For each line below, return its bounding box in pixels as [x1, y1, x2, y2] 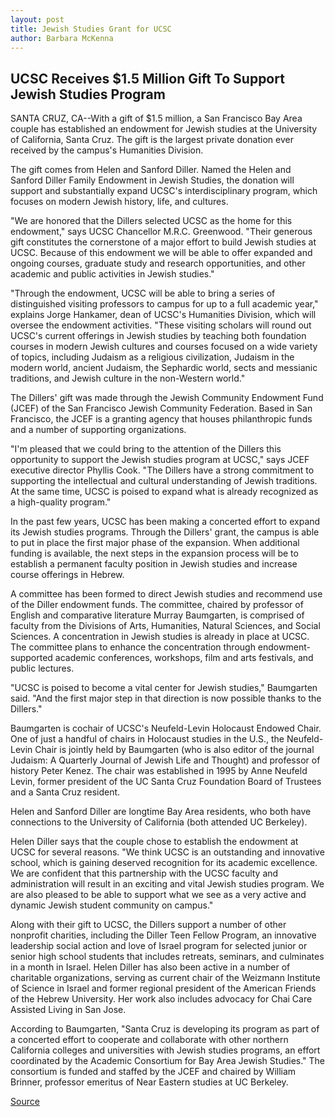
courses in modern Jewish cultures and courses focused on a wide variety [10, 341, 318, 353]
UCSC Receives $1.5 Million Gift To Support [10, 70, 285, 87]
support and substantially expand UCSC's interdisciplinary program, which [10, 185, 318, 197]
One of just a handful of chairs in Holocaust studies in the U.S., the [10, 733, 285, 745]
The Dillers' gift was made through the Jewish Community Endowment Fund [10, 392, 324, 404]
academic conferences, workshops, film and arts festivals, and [54, 652, 314, 664]
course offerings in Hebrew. [10, 569, 125, 581]
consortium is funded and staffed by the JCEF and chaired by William [10, 1066, 297, 1078]
